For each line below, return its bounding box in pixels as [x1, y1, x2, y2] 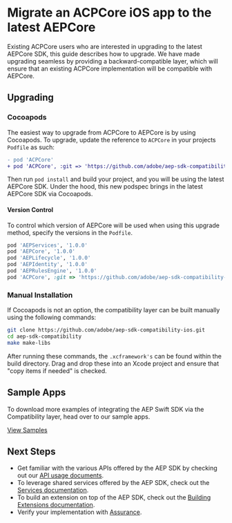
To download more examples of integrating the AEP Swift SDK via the [7, 405, 204, 413]
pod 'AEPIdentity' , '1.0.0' [7, 261, 88, 268]
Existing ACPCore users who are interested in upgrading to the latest [7, 42, 202, 50]
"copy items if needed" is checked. [7, 366, 107, 374]
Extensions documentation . [17, 501, 95, 509]
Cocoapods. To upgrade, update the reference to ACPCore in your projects [7, 135, 216, 144]
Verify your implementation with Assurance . [17, 508, 142, 516]
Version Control [7, 205, 54, 213]
